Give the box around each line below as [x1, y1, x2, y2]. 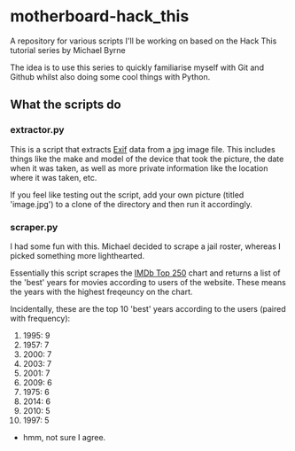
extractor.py [10, 124, 65, 136]
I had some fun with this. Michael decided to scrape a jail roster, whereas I [10, 241, 282, 252]
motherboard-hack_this [10, 6, 190, 27]
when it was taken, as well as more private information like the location [10, 162, 268, 174]
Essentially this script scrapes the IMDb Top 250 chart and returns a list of [10, 268, 281, 278]
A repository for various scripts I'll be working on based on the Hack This [10, 35, 277, 46]
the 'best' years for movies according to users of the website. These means [10, 276, 286, 287]
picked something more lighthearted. [10, 250, 145, 260]
